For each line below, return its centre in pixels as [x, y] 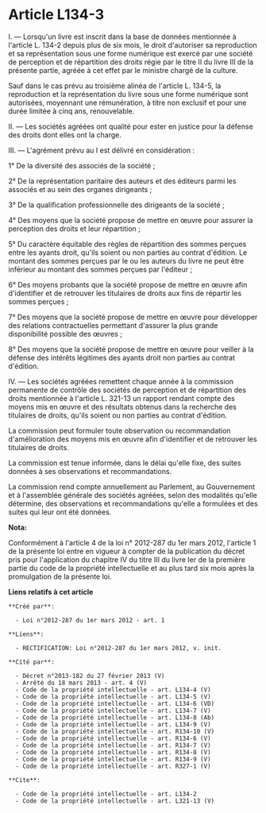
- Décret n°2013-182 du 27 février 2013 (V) [90, 676]
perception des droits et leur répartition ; [75, 229]
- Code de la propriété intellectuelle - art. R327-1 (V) [114, 766]
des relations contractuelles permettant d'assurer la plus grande [113, 325]
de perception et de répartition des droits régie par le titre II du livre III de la [131, 62]
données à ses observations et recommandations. [90, 471]
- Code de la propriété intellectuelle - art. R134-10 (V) [115, 731]
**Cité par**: [32, 662]
